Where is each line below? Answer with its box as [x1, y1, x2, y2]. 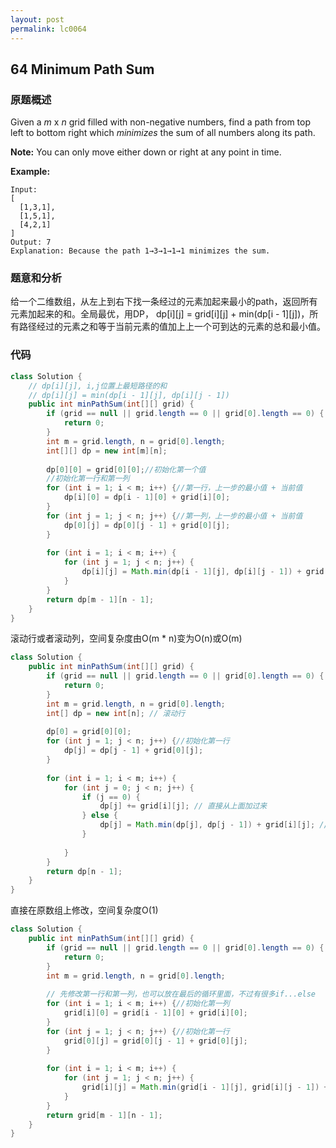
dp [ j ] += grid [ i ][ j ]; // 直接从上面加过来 [99, 801, 268, 811]
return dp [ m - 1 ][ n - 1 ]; [46, 594, 155, 605]
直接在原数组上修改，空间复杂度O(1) [10, 904, 159, 916]
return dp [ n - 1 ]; [46, 866, 123, 876]
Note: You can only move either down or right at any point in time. [10, 146, 282, 158]
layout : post [10, 14, 65, 25]
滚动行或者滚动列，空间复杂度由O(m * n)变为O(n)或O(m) [10, 632, 243, 645]
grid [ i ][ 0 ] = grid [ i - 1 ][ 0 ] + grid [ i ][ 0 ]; [63, 1008, 248, 1018]
